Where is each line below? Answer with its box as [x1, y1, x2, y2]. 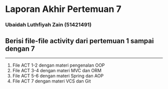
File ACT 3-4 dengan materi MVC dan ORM [12, 67, 101, 73]
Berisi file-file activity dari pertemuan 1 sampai [5, 36, 154, 45]
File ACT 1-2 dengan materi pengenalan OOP [12, 62, 105, 68]
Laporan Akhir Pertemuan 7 [5, 3, 121, 15]
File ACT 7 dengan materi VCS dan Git [12, 78, 91, 84]
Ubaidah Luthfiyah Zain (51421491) [5, 21, 91, 28]
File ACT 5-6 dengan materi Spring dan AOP [12, 73, 104, 79]
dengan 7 [5, 44, 35, 53]
